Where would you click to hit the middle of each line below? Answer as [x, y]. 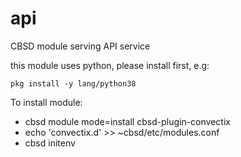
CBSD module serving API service [80, 46]
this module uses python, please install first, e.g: [110, 65]
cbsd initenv [50, 143]
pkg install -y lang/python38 [73, 83]
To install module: [46, 102]
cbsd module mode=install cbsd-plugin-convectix [127, 121]
